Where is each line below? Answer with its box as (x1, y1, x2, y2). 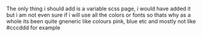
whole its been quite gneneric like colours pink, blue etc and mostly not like (6, 18, 196, 24)
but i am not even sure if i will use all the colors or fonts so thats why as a (6, 11, 191, 18)
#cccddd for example (6, 24, 61, 31)
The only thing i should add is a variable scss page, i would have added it (6, 5, 191, 12)
